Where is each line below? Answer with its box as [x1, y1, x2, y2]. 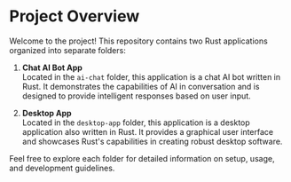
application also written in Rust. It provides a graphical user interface [21, 126, 274, 137]
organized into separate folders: [9, 44, 126, 55]
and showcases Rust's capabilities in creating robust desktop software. [21, 136, 283, 146]
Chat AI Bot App [21, 62, 83, 73]
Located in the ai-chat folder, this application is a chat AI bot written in [21, 71, 281, 82]
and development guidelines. [9, 162, 115, 173]
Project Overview [9, 6, 140, 27]
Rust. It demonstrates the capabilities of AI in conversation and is [21, 81, 260, 91]
